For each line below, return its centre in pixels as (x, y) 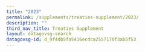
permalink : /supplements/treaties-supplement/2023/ (72, 17)
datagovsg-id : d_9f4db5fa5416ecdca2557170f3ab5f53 (71, 39)
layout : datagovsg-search (39, 34)
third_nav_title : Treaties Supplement (55, 28)
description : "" (27, 23)
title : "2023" (24, 12)
